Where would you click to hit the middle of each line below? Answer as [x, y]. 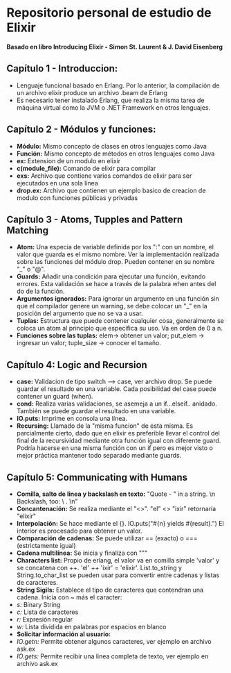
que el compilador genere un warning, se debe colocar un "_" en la [112, 306]
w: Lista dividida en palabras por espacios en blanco [91, 627]
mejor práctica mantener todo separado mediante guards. [99, 456]
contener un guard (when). [55, 397]
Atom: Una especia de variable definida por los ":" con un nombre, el [115, 247]
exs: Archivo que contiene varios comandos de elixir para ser [104, 176]
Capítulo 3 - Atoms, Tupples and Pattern [95, 219]
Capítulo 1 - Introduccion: [62, 68]
